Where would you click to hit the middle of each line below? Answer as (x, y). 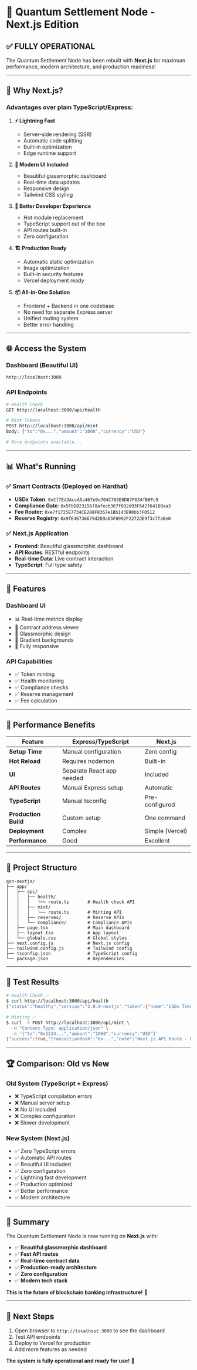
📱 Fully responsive (37, 646)
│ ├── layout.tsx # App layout (62, 933)
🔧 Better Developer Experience (53, 206)
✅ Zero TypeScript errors (45, 1151)
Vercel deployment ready (54, 280)
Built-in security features (53, 274)
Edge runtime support (50, 153)
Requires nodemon (88, 761)
